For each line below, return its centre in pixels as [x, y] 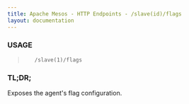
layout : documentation [41, 21]
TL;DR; [19, 77]
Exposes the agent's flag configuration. [65, 93]
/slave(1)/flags [58, 60]
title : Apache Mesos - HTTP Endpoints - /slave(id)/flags [94, 14]
